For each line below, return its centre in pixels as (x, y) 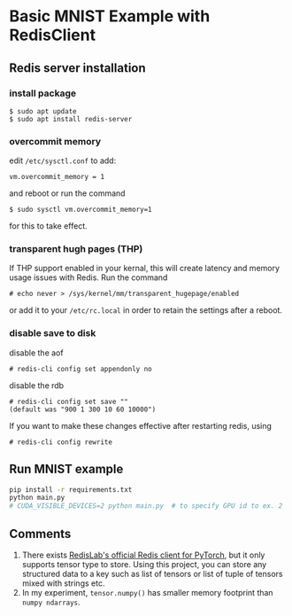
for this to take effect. (49, 226)
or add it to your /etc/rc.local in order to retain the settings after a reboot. (146, 310)
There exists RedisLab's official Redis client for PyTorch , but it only (143, 555)
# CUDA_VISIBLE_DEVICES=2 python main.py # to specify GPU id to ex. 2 (146, 506)
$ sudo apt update (43, 111)
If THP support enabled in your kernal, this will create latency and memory (145, 269)
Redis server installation (77, 68)
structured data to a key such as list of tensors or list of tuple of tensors (152, 574)
